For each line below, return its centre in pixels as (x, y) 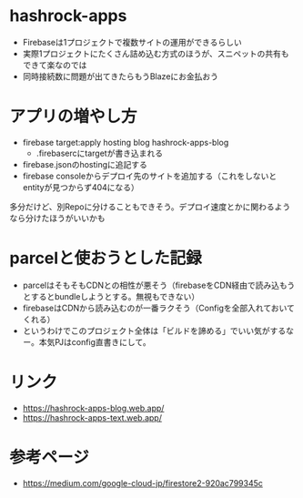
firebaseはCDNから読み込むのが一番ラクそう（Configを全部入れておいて (159, 308)
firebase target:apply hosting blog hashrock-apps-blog (126, 142)
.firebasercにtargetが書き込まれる (100, 153)
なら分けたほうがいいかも (57, 218)
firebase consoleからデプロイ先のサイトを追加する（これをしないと (150, 176)
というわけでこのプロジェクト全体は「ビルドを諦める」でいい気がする (154, 330)
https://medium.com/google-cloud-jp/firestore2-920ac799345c (143, 483)
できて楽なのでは (55, 65)
